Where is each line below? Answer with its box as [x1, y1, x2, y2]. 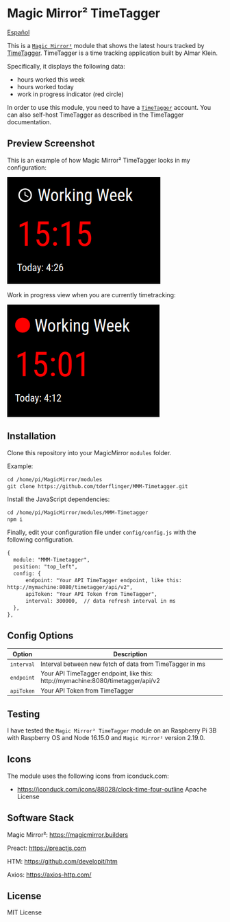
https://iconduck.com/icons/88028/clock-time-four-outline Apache [16, 785, 207, 793]
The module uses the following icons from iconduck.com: [7, 772, 169, 780]
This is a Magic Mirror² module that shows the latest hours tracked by [7, 41, 205, 49]
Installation [7, 430, 56, 442]
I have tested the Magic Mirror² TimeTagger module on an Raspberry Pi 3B [7, 726, 217, 735]
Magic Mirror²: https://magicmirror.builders [7, 830, 129, 839]
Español [7, 28, 30, 36]
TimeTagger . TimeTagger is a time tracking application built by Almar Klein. [7, 49, 218, 57]
